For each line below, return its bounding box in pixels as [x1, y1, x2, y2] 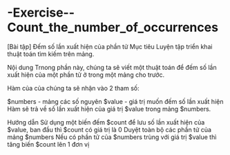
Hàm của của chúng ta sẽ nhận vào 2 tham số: [7, 84, 140, 92]
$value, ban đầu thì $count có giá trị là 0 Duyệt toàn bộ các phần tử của [7, 125, 212, 134]
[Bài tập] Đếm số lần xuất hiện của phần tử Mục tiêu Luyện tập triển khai [7, 42, 213, 51]
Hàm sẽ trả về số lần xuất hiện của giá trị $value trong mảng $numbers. [7, 104, 211, 113]
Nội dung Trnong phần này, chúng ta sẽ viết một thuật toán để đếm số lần [7, 63, 217, 71]
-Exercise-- [7, 5, 75, 21]
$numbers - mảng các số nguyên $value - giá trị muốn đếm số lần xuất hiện [7, 97, 224, 105]
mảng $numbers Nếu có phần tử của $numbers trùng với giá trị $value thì [7, 133, 217, 141]
